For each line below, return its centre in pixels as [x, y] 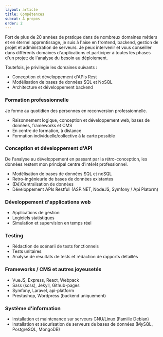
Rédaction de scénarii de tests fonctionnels [55, 246]
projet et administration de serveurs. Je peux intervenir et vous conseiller [78, 47]
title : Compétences [25, 14]
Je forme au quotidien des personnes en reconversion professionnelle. [76, 111]
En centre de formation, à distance [47, 131]
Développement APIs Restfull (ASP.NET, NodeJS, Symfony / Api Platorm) [85, 189]
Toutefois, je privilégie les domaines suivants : [51, 67]
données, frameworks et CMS [42, 125]
